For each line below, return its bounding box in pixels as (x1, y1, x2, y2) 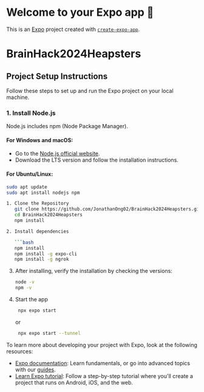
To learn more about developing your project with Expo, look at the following (6, 341, 197, 348)
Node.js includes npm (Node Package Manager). (6, 123, 129, 130)
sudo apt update (6, 184, 47, 190)
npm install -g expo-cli (14, 250, 78, 257)
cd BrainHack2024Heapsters (14, 212, 83, 218)
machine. (6, 94, 30, 101)
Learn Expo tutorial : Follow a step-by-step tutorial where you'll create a (15, 372, 193, 379)
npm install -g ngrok (14, 256, 69, 263)
